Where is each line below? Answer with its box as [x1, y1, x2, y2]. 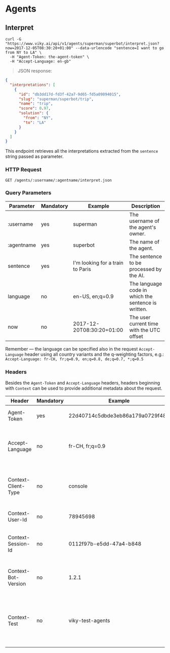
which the [129, 293, 153, 300]
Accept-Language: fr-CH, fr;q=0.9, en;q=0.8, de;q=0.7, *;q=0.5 [5, 356, 144, 362]
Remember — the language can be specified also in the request [5, 346, 138, 352]
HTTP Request [5, 166, 42, 173]
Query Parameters [5, 189, 52, 196]
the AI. [129, 272, 145, 279]
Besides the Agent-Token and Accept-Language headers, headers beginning [5, 380, 160, 386]
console [68, 483, 88, 490]
